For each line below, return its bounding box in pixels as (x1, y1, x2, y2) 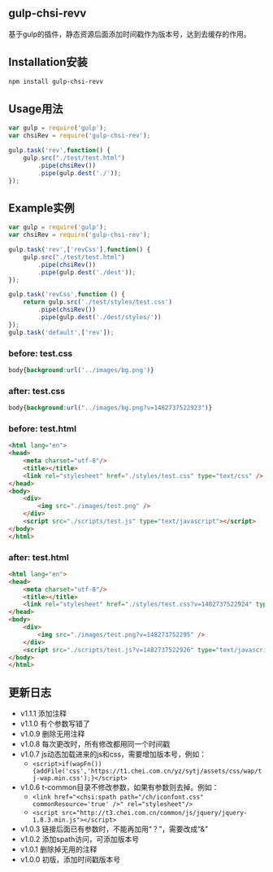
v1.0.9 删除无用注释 (19, 729, 85, 739)
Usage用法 (8, 102, 63, 116)
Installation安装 (8, 55, 88, 69)
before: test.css (8, 348, 73, 359)
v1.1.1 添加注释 (19, 708, 67, 719)
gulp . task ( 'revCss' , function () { (8, 291, 126, 299)
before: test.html (8, 423, 77, 434)
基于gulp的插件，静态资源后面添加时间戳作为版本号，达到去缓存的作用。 (8, 28, 251, 39)
